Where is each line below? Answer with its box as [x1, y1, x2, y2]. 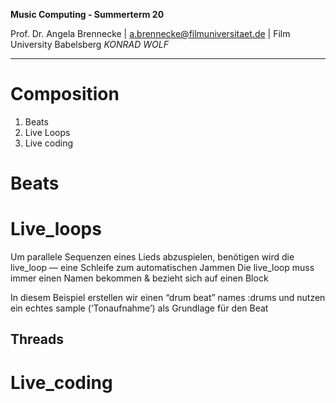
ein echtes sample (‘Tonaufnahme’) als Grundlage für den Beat [10, 302, 269, 314]
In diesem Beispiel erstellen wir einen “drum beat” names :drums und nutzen [10, 292, 326, 304]
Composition [10, 83, 120, 106]
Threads [10, 331, 65, 348]
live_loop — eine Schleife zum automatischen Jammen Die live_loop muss [10, 262, 315, 274]
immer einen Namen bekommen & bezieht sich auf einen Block [10, 272, 269, 284]
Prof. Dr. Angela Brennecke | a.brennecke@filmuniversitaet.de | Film [10, 28, 291, 39]
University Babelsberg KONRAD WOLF [10, 39, 169, 50]
